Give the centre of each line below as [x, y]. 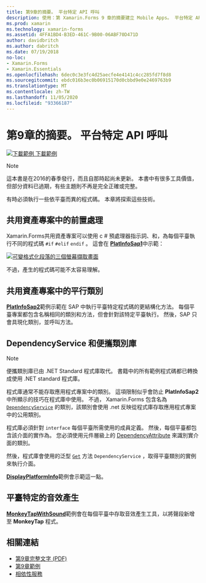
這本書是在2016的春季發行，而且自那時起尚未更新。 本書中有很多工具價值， [102, 178]
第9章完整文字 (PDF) [41, 559]
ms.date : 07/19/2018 [33, 52]
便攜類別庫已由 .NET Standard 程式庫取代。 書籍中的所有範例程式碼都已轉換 [102, 371]
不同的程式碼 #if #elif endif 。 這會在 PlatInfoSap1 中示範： [88, 244]
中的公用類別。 [25, 415]
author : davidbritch [33, 40]
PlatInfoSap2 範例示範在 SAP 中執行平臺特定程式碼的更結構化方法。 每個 [98, 307]
